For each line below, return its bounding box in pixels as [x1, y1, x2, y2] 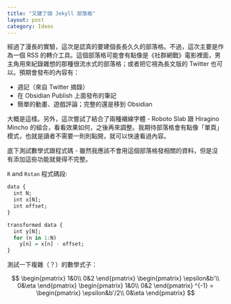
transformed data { [7, 221, 63, 228]
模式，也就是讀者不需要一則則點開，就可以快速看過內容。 [7, 132, 170, 140]
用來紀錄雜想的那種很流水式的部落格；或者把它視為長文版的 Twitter [19, 60, 210, 68]
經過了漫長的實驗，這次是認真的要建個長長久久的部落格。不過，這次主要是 [7, 43, 218, 51]
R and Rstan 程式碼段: [7, 170, 67, 178]
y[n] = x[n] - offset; [19, 241, 85, 248]
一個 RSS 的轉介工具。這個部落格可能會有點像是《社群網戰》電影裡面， [12, 51, 215, 59]
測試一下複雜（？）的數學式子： [7, 261, 98, 269]
